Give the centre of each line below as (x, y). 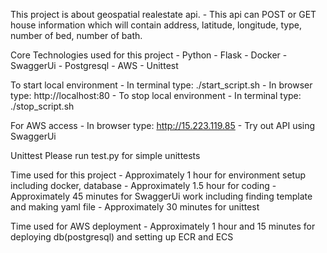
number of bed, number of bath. (76, 35)
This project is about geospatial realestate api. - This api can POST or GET (163, 14)
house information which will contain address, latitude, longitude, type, (156, 25)
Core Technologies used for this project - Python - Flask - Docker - (149, 55)
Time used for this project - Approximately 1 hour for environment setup (158, 175)
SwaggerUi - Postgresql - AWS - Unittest (94, 65)
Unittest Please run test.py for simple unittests (105, 155)
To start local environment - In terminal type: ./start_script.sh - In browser (161, 85)
